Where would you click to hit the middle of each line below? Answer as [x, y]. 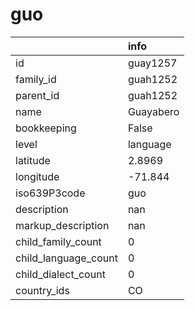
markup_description [62, 225]
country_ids [42, 290]
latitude [33, 160]
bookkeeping [46, 128]
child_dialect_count [60, 274]
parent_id [37, 95]
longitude [37, 176]
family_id [36, 79]
